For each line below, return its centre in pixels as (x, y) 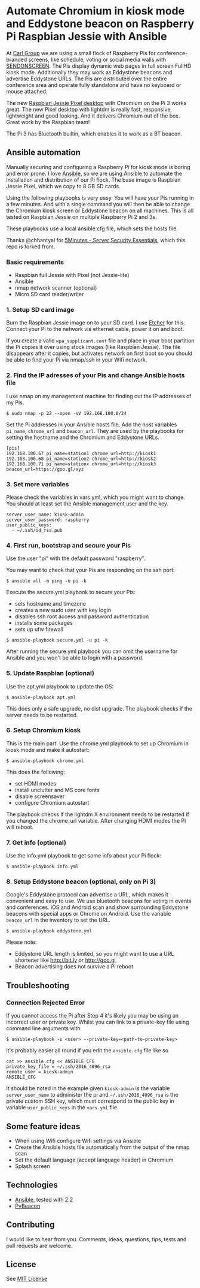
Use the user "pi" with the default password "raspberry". (76, 558)
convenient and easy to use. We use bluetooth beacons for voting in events (99, 901)
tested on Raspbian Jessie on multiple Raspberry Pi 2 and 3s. (81, 216)
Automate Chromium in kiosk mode (96, 11)
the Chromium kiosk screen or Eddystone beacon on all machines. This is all (100, 210)
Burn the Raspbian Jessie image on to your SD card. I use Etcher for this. (96, 323)
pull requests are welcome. (39, 1245)
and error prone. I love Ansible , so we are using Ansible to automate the (94, 173)
